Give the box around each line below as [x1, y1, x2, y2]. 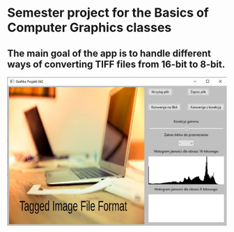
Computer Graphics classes [7, 20, 172, 36]
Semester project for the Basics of [7, 5, 209, 21]
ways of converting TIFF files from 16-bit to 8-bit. [7, 58, 226, 70]
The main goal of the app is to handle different [7, 47, 211, 59]
